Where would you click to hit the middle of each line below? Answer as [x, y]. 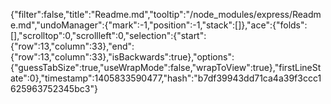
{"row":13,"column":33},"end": [72, 46]
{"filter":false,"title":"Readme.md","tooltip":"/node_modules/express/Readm [166, 14]
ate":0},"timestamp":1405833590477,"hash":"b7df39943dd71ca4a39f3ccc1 [166, 78]
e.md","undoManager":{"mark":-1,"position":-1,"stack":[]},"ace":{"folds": [159, 25]
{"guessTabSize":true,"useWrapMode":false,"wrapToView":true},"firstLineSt [166, 67]
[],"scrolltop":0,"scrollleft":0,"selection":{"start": [108, 35]
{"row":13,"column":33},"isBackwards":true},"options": [122, 57]
